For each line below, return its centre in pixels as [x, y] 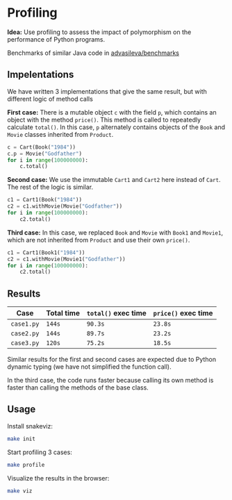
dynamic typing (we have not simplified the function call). [89, 367]
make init [22, 439]
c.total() [34, 167]
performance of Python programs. [56, 39]
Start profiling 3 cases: [40, 452]
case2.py [25, 334]
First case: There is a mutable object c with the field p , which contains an [112, 112]
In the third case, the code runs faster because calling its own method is [110, 381]
